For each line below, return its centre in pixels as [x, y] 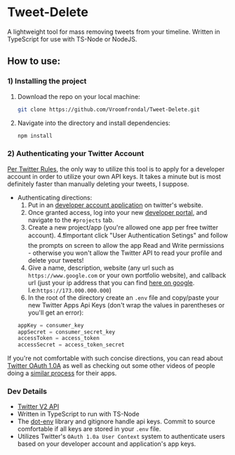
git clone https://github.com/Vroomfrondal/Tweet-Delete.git [109, 110]
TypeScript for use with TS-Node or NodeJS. [72, 39]
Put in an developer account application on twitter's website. [115, 205]
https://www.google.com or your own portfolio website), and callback [127, 275]
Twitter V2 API [38, 407]
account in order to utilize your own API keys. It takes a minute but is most [114, 176]
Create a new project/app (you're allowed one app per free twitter [123, 227]
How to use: [34, 61]
